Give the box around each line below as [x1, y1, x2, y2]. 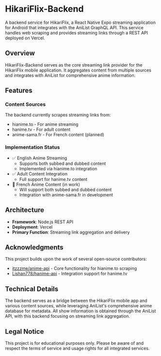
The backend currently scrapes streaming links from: [5, 112, 111, 118]
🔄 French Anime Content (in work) [12, 181, 80, 187]
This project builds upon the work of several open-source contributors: [5, 256, 147, 262]
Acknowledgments [5, 243, 64, 251]
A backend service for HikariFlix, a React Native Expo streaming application [5, 19, 156, 25]
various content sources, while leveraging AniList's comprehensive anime [5, 303, 152, 309]
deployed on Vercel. [5, 35, 45, 41]
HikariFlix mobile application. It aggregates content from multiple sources [5, 67, 152, 73]
